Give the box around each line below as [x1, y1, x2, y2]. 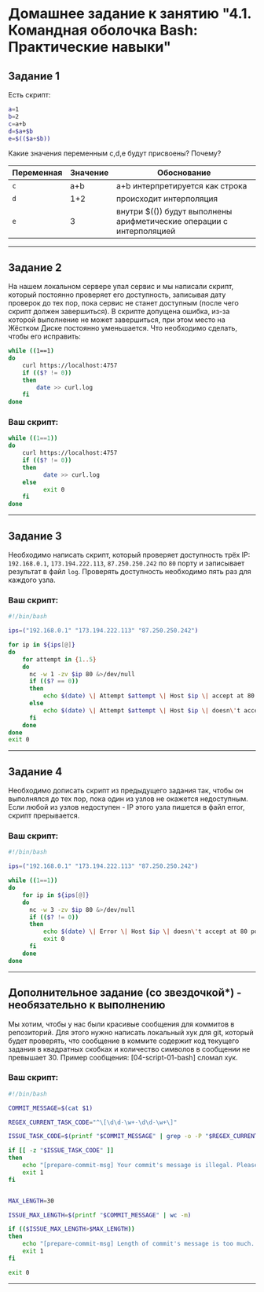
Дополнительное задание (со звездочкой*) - [8, 986, 242, 1000]
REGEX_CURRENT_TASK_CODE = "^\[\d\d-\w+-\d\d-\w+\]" [8, 1118, 178, 1126]
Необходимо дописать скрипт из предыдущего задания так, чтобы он [8, 786, 244, 796]
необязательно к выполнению [8, 998, 166, 1012]
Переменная [12, 167, 63, 178]
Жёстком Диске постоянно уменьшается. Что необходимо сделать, [8, 324, 238, 333]
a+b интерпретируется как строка [116, 181, 247, 192]
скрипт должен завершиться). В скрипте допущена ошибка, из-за [8, 307, 230, 317]
